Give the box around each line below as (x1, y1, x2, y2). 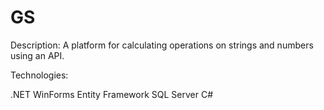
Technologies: (10, 69, 69, 81)
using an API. (10, 49, 65, 61)
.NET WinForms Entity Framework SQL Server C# (10, 88, 214, 100)
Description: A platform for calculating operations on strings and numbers (10, 39, 314, 51)
